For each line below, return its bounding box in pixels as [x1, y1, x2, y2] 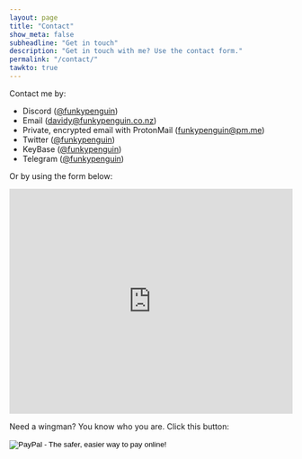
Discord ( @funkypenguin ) [22, 105, 119, 116]
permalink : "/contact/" [9, 55, 99, 64]
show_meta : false [9, 30, 75, 39]
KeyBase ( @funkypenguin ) [22, 143, 122, 154]
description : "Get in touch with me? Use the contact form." [9, 47, 244, 56]
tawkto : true [9, 64, 58, 73]
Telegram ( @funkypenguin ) [22, 153, 124, 164]
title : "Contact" [9, 22, 75, 31]
